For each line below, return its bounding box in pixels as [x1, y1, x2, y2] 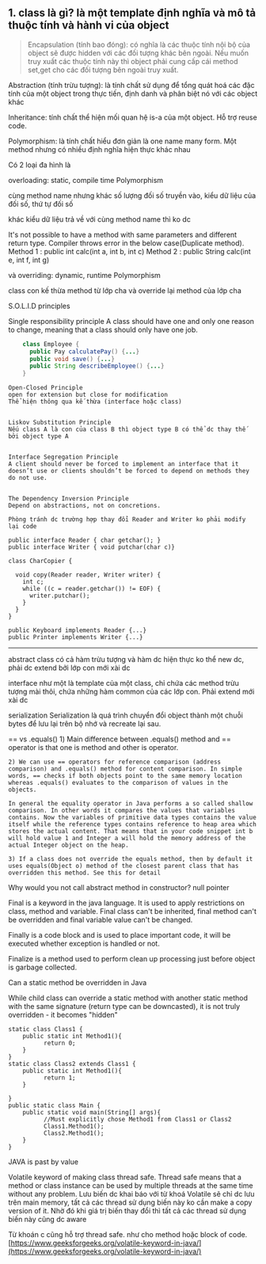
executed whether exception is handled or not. [8, 938, 160, 949]
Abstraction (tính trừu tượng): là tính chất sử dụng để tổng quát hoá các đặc [8, 80, 255, 89]
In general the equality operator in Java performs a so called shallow [8, 800, 253, 808]
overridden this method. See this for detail [8, 869, 161, 878]
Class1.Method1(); [43, 1122, 104, 1131]
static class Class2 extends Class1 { [8, 1060, 136, 1068]
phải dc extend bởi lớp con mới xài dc [8, 663, 131, 672]
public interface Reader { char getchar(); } [8, 536, 161, 545]
